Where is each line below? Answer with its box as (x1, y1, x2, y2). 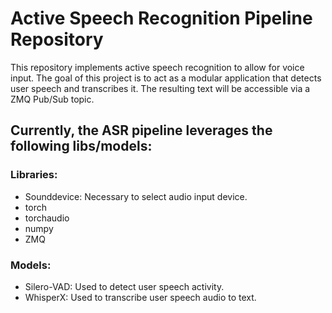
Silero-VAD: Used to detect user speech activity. (24, 280, 225, 292)
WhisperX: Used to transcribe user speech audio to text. (24, 291, 257, 303)
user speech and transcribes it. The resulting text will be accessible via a (10, 82, 311, 94)
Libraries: (10, 168, 58, 182)
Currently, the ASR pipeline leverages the (10, 122, 273, 139)
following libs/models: (10, 138, 153, 155)
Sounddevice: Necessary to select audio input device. (24, 190, 248, 202)
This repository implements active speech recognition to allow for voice (10, 61, 305, 73)
